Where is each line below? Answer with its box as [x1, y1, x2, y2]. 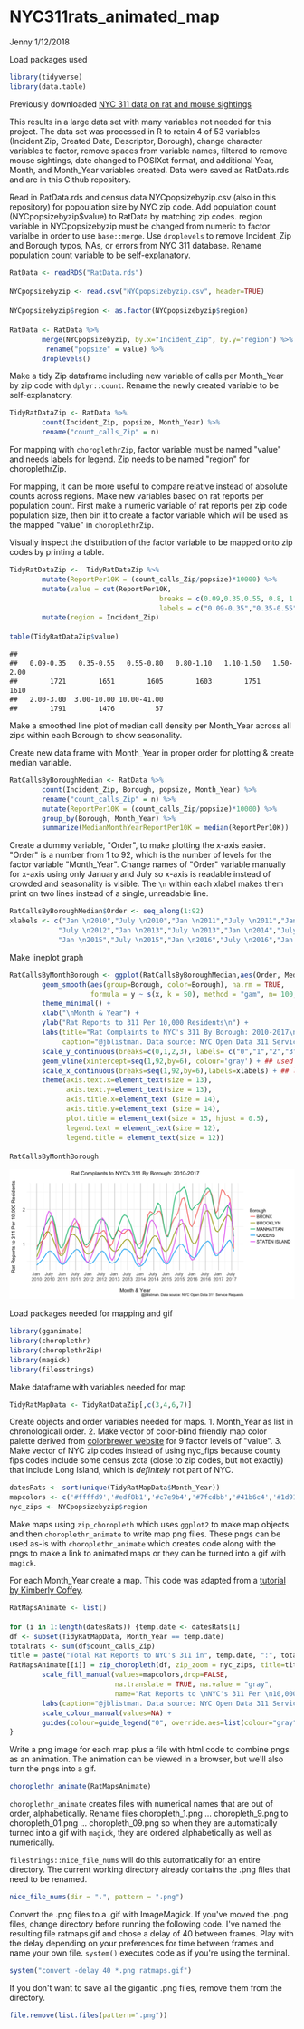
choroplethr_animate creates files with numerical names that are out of [9, 1799, 274, 1810]
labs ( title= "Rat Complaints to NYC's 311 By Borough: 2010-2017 [42, 1028, 290, 1038]
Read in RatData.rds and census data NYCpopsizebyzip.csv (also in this [9, 191, 277, 202]
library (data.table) [9, 82, 88, 92]
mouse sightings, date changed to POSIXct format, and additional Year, [9, 154, 274, 165]
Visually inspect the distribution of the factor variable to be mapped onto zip [9, 537, 293, 548]
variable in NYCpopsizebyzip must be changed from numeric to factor [9, 220, 271, 231]
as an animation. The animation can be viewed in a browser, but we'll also [9, 1753, 284, 1765]
